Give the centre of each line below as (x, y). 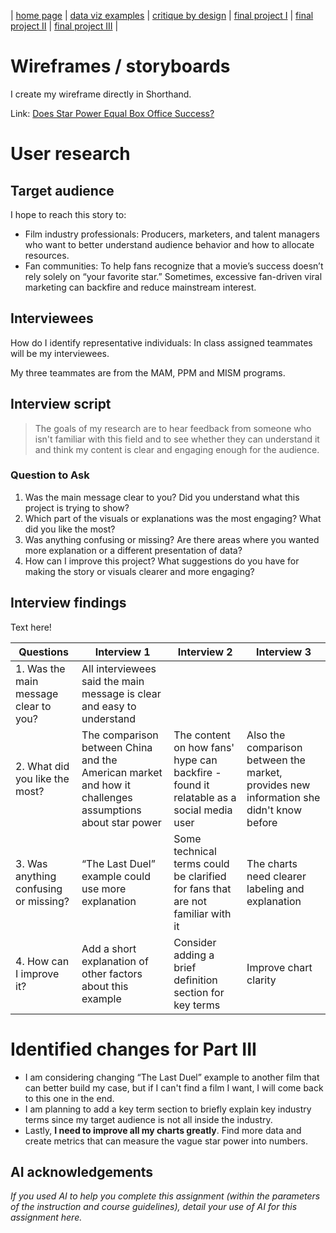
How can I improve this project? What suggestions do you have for (162, 561)
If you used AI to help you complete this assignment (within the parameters (165, 1196)
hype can (195, 760)
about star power (121, 822)
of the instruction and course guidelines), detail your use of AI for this (154, 1207)
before (262, 822)
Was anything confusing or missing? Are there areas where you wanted (172, 539)
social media (203, 810)
